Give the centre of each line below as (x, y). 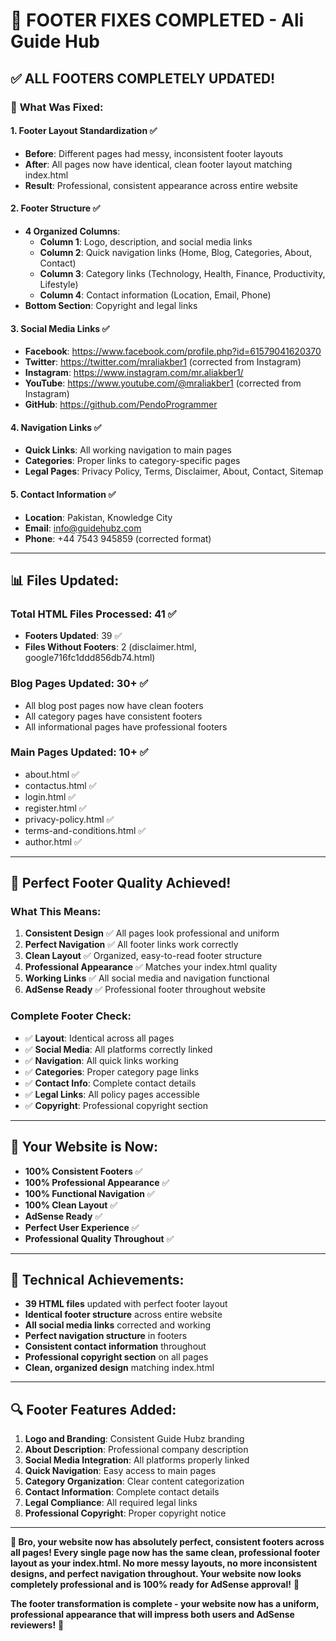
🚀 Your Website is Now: (84, 1147)
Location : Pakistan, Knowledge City (98, 517)
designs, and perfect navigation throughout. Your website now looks (156, 1574)
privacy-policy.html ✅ (69, 819)
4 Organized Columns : (72, 231)
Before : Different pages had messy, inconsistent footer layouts (154, 153)
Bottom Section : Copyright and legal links (111, 305)
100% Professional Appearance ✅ (97, 1182)
